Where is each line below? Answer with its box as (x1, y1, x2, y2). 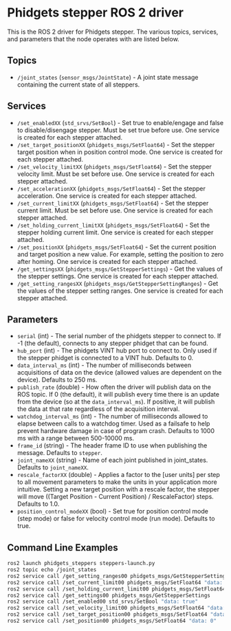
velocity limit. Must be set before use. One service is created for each (16, 170, 215, 178)
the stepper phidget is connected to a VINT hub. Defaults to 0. (16, 354, 194, 362)
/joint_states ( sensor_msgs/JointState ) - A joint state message (16, 73, 199, 81)
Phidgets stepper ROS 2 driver (7, 5, 184, 21)
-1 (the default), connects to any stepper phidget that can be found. (16, 339, 208, 348)
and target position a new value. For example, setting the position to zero (16, 250, 224, 258)
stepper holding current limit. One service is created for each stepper (16, 228, 214, 236)
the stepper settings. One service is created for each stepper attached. (16, 272, 219, 280)
